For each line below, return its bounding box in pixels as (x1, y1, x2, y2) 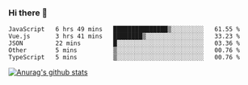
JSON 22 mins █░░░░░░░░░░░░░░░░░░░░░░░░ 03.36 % (8, 39, 241, 47)
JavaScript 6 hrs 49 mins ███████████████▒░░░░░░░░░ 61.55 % (8, 26, 241, 34)
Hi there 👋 (8, 7, 48, 18)
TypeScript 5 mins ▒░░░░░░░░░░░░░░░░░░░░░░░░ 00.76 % (8, 54, 241, 62)
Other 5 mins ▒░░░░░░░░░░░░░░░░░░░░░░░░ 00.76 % (8, 47, 241, 55)
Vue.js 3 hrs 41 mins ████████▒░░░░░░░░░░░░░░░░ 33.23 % (8, 32, 241, 41)
